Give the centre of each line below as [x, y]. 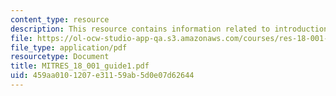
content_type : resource [60, 19]
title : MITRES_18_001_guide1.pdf [80, 66]
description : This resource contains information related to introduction [169, 29]
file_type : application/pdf [69, 47]
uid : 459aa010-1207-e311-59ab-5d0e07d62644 [102, 76]
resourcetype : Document [60, 57]
